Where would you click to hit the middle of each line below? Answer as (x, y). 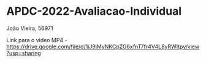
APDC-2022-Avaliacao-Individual (94, 11)
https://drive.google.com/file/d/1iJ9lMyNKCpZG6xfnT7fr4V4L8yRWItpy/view (103, 46)
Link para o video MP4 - (37, 40)
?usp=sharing (24, 53)
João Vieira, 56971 (30, 28)
